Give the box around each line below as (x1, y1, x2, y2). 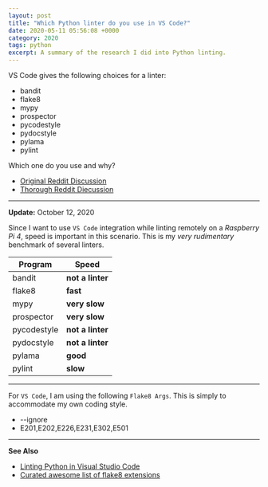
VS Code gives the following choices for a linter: (8, 71, 167, 80)
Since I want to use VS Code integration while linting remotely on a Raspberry (8, 223, 260, 232)
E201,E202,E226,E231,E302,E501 (19, 423, 129, 433)
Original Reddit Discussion (19, 176, 107, 186)
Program (18, 259, 53, 269)
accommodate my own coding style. (8, 399, 128, 409)
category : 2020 (8, 33, 59, 42)
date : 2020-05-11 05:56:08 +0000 (8, 26, 120, 34)
